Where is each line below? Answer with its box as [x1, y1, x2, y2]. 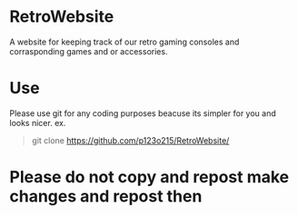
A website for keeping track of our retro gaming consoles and [9, 36, 240, 47]
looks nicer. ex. [9, 117, 66, 128]
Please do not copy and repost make [9, 167, 290, 188]
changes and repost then [9, 186, 203, 207]
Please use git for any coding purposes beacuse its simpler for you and [9, 107, 277, 119]
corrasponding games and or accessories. [9, 45, 168, 56]
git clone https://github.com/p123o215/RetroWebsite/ [31, 134, 230, 146]
